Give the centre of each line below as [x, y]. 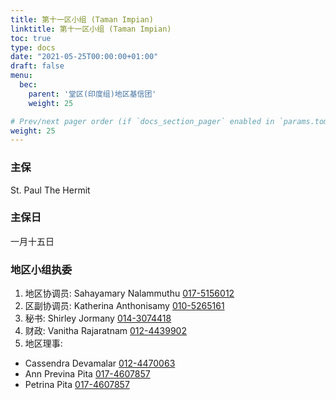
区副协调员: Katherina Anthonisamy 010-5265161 [124, 306]
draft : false [37, 66]
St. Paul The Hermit [50, 190]
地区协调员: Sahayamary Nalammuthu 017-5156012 [129, 293]
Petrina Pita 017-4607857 [77, 385]
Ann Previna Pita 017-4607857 [87, 374]
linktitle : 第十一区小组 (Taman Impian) [91, 29]
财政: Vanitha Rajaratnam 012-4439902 [105, 331]
